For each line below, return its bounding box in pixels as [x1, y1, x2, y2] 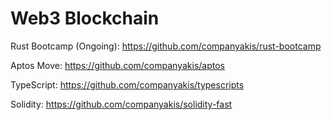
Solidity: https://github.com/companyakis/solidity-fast [10, 98, 233, 110]
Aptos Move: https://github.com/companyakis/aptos [10, 59, 225, 71]
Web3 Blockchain [10, 7, 160, 30]
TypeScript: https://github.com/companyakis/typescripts [10, 78, 245, 91]
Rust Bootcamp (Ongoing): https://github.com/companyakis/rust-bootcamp [10, 40, 322, 52]
